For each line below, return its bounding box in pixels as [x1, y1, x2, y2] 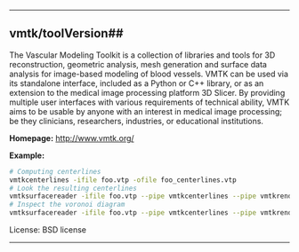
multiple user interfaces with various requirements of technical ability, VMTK [9, 97, 290, 107]
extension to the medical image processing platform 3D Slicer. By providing [9, 87, 286, 98]
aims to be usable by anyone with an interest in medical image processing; [9, 106, 283, 116]
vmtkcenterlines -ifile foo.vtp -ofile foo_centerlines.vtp [9, 175, 238, 185]
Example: [9, 150, 45, 161]
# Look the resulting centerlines [9, 184, 138, 193]
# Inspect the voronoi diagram [9, 201, 125, 209]
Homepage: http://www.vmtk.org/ [9, 132, 135, 143]
